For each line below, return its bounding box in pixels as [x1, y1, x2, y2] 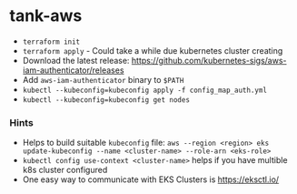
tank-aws [9, 5, 83, 26]
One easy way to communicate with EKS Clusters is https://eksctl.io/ [22, 174, 280, 185]
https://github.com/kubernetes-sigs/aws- [131, 55, 288, 66]
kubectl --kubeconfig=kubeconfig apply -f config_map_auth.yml [22, 86, 268, 95]
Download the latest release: [22, 55, 130, 66]
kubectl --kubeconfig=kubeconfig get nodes [22, 95, 191, 105]
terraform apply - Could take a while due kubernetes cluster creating [22, 45, 283, 56]
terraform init [22, 37, 81, 46]
